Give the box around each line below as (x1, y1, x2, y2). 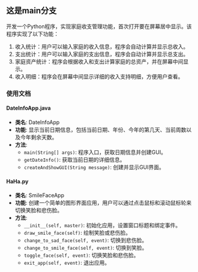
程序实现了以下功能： (6, 30, 59, 37)
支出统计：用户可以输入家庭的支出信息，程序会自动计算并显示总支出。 (14, 50, 189, 58)
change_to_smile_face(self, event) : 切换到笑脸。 (23, 244, 148, 252)
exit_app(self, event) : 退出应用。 (23, 259, 110, 267)
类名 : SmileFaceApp (14, 192, 65, 199)
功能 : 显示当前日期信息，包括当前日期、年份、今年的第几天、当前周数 (14, 126, 187, 133)
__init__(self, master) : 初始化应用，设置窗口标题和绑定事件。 (23, 222, 181, 229)
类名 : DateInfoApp (14, 119, 60, 126)
